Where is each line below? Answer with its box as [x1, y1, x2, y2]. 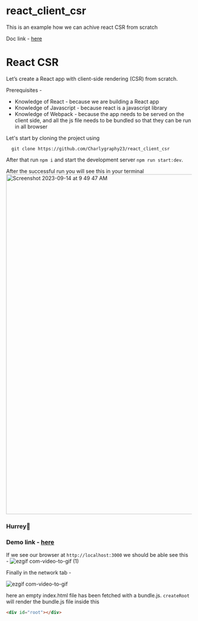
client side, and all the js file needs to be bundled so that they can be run [14, 117, 192, 124]
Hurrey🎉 [6, 522, 31, 530]
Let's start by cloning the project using [6, 134, 100, 141]
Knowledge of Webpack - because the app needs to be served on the [14, 110, 184, 117]
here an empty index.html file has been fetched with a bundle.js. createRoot [6, 592, 190, 599]
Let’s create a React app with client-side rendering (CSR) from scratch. [6, 75, 178, 82]
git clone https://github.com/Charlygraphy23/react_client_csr [11, 146, 170, 151]
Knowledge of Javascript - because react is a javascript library [14, 104, 167, 111]
